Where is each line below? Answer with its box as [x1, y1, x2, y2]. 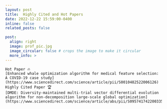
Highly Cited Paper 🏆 [5, 85, 52, 90]
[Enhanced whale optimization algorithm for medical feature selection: [5, 71, 159, 76]
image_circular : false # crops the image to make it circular [9, 48, 141, 54]
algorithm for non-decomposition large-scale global [5, 95, 117, 100]
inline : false [5, 21, 35, 26]
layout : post [5, 7, 32, 12]
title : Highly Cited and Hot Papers [5, 12, 83, 17]
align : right [9, 39, 37, 45]
